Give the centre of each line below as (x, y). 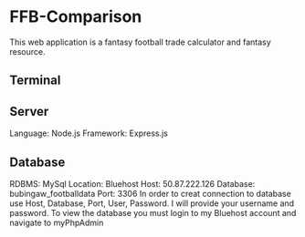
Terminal (35, 81)
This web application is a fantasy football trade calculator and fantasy (140, 42)
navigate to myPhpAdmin (57, 222)
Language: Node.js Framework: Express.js (89, 133)
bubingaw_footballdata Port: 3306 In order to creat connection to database (151, 193)
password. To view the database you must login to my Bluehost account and (153, 212)
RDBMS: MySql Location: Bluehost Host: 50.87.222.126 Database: (132, 183)
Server (29, 111)
